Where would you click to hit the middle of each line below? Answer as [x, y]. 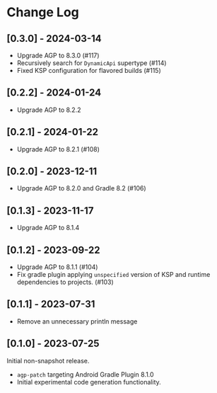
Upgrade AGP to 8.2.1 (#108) [58, 149]
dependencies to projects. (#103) [65, 282]
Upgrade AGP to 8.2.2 [49, 110]
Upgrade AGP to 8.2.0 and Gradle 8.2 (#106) [81, 188]
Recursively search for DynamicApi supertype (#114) [92, 63]
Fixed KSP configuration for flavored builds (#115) [89, 70]
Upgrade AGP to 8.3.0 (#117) [58, 55]
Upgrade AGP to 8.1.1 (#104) [57, 267]
